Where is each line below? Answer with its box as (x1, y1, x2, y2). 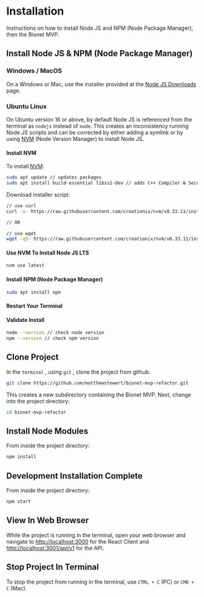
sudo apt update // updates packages (6, 174, 102, 180)
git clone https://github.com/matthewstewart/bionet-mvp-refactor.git (6, 380, 189, 386)
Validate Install (6, 316, 45, 323)
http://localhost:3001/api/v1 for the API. (6, 544, 104, 551)
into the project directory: (6, 397, 70, 404)
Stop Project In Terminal (6, 562, 99, 572)
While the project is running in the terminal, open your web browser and (6, 531, 186, 539)
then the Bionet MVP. (6, 30, 59, 38)
